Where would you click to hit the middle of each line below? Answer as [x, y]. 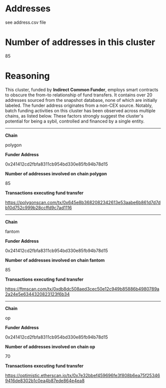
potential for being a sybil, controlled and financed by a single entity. [75, 121]
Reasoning [28, 76]
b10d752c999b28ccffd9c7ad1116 [39, 208]
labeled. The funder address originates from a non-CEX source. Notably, [79, 105]
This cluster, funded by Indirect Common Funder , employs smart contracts [82, 89]
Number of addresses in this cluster [80, 42]
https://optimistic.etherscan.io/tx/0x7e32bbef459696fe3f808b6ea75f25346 [83, 375]
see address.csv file [25, 22]
